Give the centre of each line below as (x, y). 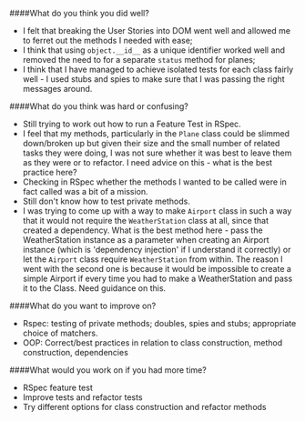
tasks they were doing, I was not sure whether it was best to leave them (157, 153)
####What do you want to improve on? (83, 306)
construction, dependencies (76, 352)
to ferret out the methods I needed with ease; (107, 40)
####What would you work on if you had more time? (108, 370)
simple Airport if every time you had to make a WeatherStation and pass (158, 278)
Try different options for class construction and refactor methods (144, 407)
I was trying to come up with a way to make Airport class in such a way (157, 211)
